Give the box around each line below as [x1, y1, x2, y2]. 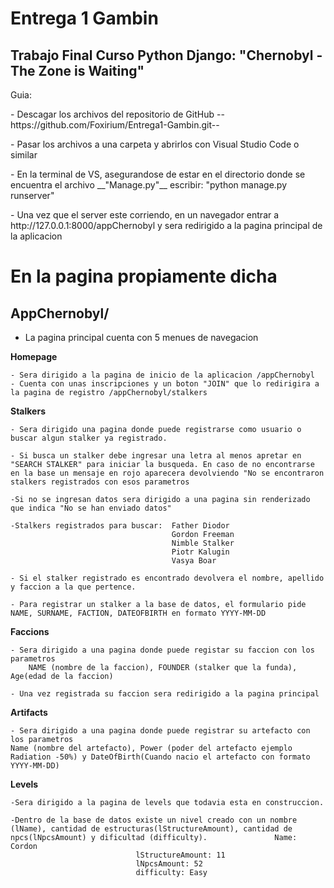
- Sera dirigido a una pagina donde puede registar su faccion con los [10, 645, 315, 655]
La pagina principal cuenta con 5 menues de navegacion [24, 332, 259, 343]
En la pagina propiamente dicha [10, 265, 278, 288]
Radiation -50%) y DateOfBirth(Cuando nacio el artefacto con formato [10, 752, 311, 762]
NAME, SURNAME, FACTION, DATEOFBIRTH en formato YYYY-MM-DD [10, 608, 267, 618]
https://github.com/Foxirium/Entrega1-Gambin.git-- [10, 119, 220, 131]
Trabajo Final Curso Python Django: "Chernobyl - [10, 47, 323, 64]
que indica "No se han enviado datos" [10, 503, 172, 513]
